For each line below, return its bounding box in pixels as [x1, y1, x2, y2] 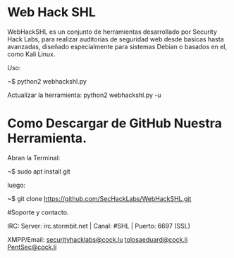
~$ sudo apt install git [7, 167, 70, 176]
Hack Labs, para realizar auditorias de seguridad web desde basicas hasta [7, 34, 224, 43]
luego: [7, 181, 26, 189]
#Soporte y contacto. [7, 208, 69, 217]
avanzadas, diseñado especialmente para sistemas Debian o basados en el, [7, 42, 228, 51]
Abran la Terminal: [7, 153, 61, 162]
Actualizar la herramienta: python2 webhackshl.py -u [7, 91, 161, 99]
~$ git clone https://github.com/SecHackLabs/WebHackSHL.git [7, 194, 192, 202]
